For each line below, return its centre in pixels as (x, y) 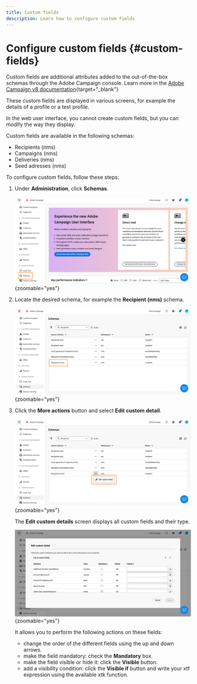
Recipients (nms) (35, 147)
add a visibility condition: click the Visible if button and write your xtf (106, 669)
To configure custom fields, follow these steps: (63, 177)
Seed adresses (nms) (40, 166)
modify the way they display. (41, 125)
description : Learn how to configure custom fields (70, 18)
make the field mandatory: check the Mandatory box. (88, 656)
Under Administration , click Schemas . (61, 189)
